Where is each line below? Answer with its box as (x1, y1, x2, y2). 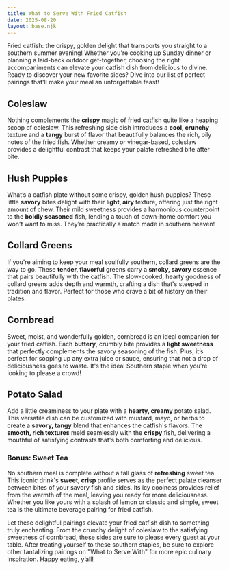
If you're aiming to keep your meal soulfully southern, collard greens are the (7, 258, 221, 266)
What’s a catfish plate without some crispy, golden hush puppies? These (7, 191, 211, 199)
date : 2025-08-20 (7, 16, 57, 23)
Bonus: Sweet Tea (7, 453, 68, 463)
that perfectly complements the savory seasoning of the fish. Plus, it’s (7, 347, 204, 355)
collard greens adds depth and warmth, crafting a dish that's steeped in (7, 279, 208, 288)
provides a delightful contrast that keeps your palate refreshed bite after (7, 145, 211, 154)
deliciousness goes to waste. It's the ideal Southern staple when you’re (7, 361, 208, 370)
